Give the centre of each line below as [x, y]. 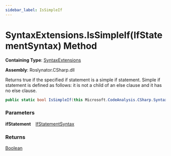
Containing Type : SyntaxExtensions [43, 60]
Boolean [14, 148]
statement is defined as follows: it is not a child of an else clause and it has [83, 85]
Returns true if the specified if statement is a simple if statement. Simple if [83, 80]
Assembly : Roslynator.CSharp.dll [40, 70]
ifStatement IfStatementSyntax [40, 124]
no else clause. [21, 90]
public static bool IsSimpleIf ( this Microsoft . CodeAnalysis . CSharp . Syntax [86, 100]
